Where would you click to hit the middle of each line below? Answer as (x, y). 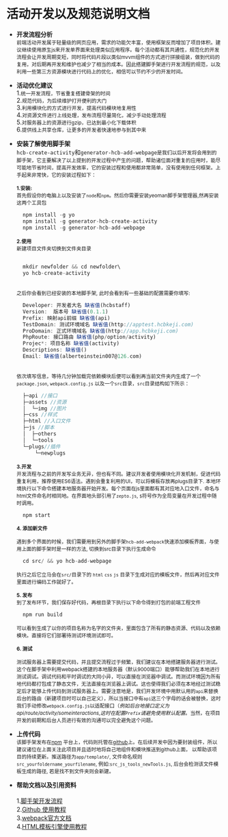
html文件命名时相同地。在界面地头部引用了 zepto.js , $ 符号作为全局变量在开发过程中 (114, 496)
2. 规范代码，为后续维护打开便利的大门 (61, 100)
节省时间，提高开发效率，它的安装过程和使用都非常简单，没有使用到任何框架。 (124, 168)
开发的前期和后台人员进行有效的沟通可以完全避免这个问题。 (86, 720)
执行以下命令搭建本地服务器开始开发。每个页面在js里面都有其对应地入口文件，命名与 (120, 488)
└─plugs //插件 (42, 446)
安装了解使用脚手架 (43, 143)
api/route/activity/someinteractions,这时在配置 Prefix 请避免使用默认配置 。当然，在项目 (118, 714)
